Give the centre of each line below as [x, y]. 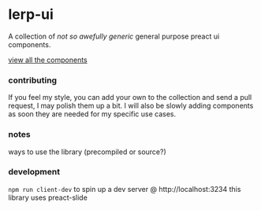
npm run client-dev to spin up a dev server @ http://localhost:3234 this [125, 189]
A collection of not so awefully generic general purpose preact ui [114, 36]
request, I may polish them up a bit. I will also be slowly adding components [131, 106]
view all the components [48, 60]
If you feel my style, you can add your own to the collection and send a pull [130, 98]
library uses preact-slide [48, 197]
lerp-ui [31, 15]
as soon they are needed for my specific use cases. [92, 114]
